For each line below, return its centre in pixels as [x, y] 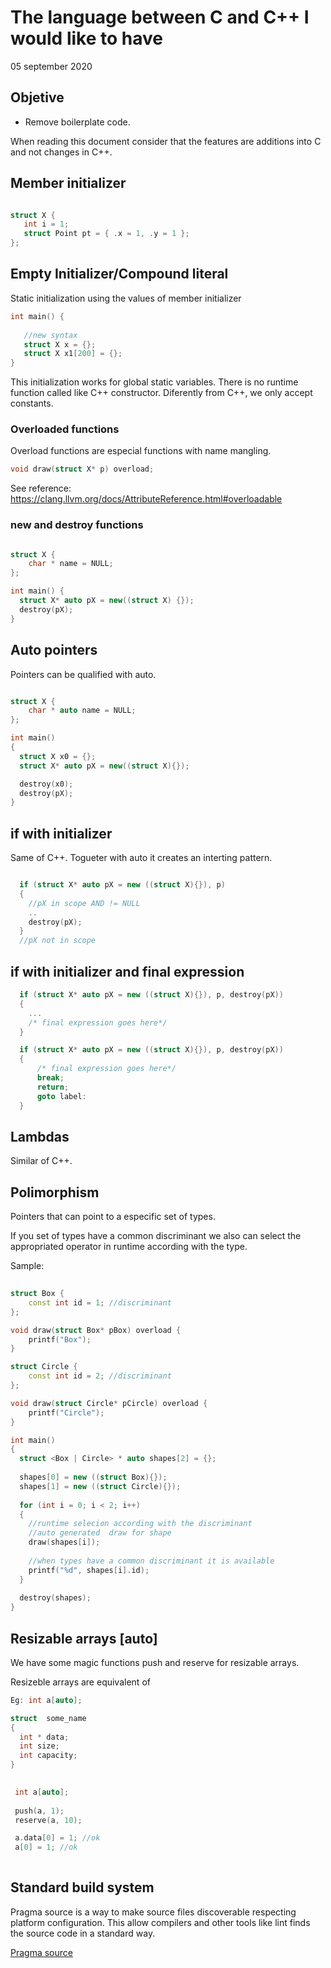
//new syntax [50, 335]
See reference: [41, 488]
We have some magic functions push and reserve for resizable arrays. [155, 1662]
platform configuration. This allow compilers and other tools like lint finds [160, 1922]
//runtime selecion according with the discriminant [140, 1524]
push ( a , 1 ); [39, 1811]
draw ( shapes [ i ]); [64, 1542]
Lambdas [40, 1136]
